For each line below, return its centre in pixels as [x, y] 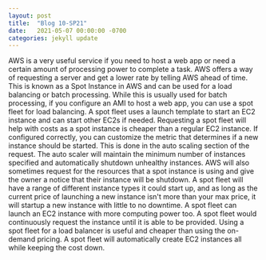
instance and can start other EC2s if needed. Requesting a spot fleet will [127, 120]
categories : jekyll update [53, 38]
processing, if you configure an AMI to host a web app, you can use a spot [131, 103]
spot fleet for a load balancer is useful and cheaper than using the [117, 231]
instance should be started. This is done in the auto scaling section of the [129, 146]
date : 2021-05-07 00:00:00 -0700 [67, 30]
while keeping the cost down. [57, 248]
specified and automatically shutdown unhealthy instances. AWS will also [129, 163]
